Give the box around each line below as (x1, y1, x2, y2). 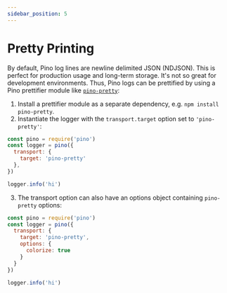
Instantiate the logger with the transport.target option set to (17, 114, 195, 123)
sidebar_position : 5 (7, 10, 68, 18)
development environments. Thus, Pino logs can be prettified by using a (7, 79, 216, 87)
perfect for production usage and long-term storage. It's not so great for (7, 71, 216, 79)
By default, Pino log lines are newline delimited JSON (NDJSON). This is (7, 64, 216, 72)
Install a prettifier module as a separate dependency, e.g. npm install (17, 100, 219, 108)
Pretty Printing (7, 40, 95, 56)
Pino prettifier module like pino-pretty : (7, 86, 120, 95)
